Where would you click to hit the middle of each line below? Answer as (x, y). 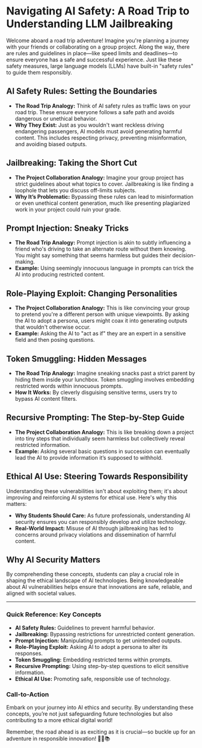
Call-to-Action (28, 694)
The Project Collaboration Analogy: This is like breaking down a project (104, 432)
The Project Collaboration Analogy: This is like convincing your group (102, 308)
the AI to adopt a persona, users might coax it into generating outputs (101, 321)
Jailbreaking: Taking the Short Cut (72, 163)
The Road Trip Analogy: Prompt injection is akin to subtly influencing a (103, 243)
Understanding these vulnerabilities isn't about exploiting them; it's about (97, 491)
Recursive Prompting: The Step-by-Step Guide (95, 418)
